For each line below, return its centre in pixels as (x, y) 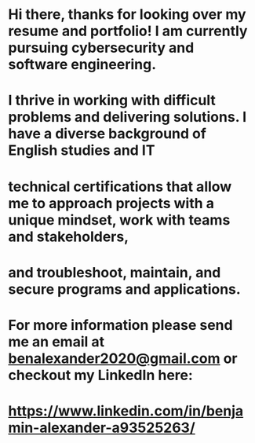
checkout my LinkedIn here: (101, 375)
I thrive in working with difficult (112, 101)
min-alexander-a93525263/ (102, 428)
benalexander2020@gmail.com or (123, 358)
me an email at (56, 341)
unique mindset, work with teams (119, 220)
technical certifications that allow (120, 187)
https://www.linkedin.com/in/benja (126, 411)
